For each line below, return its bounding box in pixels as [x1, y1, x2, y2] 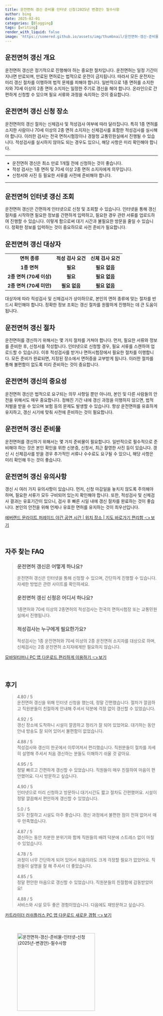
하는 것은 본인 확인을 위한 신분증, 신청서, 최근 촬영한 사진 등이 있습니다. [17, 445, 152, 450]
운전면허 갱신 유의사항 [5, 472, 67, 481]
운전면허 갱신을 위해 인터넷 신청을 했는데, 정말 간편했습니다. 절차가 [16, 700, 143, 706]
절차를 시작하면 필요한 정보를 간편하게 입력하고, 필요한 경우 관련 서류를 [5, 212, 138, 218]
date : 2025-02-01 [5, 16, 40, 21]
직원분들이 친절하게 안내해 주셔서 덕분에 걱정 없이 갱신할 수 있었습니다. [22, 706, 156, 712]
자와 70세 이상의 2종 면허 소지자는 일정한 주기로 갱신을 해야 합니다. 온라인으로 [5, 86, 152, 91]
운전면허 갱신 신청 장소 [5, 107, 69, 116]
